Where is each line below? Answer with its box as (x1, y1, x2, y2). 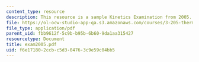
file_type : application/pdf (6, 25, 76, 31)
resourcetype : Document (6, 36, 65, 42)
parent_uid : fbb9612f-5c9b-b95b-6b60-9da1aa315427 (6, 31, 134, 37)
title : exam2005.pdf (6, 42, 57, 48)
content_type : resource (6, 8, 65, 15)
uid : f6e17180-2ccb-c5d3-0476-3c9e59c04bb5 (6, 47, 115, 53)
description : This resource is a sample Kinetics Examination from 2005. (6, 14, 192, 20)
